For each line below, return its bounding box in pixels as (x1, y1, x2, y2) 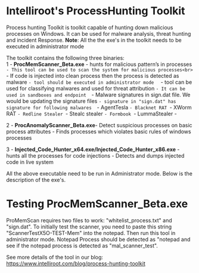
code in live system (6, 158, 54, 165)
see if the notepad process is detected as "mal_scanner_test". (6, 242, 158, 249)
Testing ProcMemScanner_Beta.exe (6, 197, 188, 211)
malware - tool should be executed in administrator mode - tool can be (6, 79, 192, 86)
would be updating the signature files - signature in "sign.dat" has (6, 97, 177, 105)
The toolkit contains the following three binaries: (6, 54, 125, 61)
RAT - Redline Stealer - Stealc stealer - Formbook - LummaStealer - (6, 110, 177, 117)
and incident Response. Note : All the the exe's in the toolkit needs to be (6, 36, 182, 43)
